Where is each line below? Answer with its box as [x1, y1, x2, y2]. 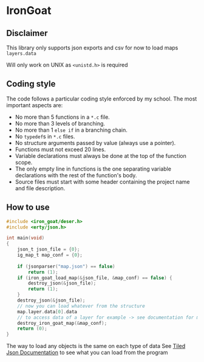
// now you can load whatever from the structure [17, 303, 146, 309]
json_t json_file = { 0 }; [17, 246, 80, 253]
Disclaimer [6, 28, 48, 38]
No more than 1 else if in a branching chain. [15, 126, 127, 133]
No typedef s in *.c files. [15, 132, 75, 140]
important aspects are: [6, 101, 63, 108]
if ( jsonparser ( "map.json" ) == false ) [17, 263, 115, 269]
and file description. [15, 184, 66, 192]
